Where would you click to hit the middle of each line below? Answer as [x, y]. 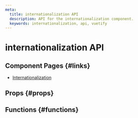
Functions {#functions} [42, 110]
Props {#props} [29, 93]
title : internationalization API [44, 14]
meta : [11, 10]
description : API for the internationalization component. [72, 19]
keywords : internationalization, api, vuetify [58, 23]
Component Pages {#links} [48, 66]
